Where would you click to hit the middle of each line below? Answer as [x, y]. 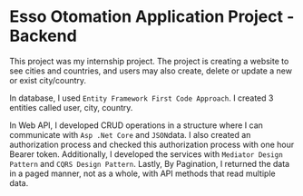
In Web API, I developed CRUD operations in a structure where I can [136, 125]
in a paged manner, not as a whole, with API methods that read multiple [142, 173]
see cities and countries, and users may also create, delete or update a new [151, 71]
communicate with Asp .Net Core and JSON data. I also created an [130, 134]
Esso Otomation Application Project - [152, 17]
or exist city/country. [48, 80]
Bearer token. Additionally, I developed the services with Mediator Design [146, 154]
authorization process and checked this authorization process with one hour [152, 144]
